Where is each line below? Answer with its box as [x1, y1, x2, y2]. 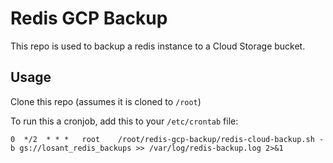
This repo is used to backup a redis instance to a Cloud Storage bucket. [10, 40, 306, 52]
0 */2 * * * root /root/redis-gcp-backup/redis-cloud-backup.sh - [10, 134, 325, 144]
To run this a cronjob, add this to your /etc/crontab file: [10, 115, 239, 127]
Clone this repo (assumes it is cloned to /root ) [10, 95, 202, 107]
